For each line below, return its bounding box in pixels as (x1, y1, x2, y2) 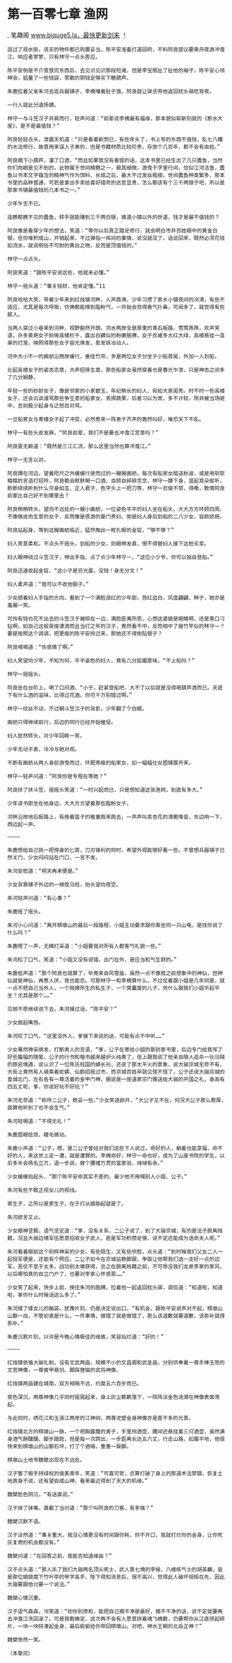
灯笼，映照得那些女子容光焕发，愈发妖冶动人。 (17, 339, 132, 346)
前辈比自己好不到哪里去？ (7, 492, 70, 499)
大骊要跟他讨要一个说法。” (7, 1581, 70, 1588)
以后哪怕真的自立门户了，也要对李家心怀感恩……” (7, 1270, 126, 1277)
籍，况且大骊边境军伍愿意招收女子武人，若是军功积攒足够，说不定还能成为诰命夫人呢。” (7, 1234, 221, 1242)
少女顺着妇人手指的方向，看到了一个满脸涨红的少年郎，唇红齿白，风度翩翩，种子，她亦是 (7, 594, 225, 601)
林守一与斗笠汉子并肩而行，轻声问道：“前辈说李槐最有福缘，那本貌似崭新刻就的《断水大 (7, 115, 223, 122)
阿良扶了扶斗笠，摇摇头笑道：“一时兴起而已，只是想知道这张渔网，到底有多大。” (7, 786, 203, 793)
